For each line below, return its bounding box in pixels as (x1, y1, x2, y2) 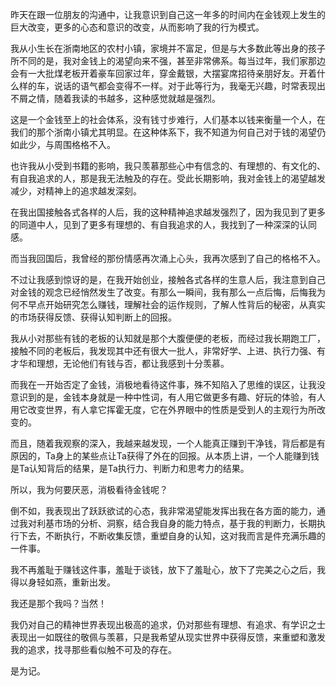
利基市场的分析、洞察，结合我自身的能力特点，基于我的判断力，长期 (36, 518, 317, 529)
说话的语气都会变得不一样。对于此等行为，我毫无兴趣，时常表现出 (53, 80, 326, 92)
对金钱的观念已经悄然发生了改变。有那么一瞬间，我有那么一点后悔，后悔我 (10, 286, 317, 298)
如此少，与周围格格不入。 (10, 139, 116, 150)
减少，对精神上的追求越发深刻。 (10, 185, 142, 197)
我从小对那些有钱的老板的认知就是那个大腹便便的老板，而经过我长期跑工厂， (10, 333, 326, 344)
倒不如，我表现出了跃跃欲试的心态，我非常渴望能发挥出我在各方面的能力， (10, 505, 317, 517)
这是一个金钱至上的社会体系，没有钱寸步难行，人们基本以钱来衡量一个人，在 (10, 114, 326, 125)
